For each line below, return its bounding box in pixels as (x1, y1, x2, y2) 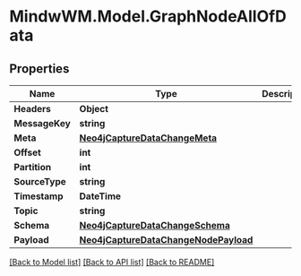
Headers (13, 103, 52, 115)
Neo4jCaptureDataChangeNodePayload (79, 234, 254, 246)
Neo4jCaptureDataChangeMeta (79, 132, 218, 144)
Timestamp (13, 190, 64, 203)
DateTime (79, 190, 122, 203)
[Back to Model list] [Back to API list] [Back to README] (9, 257, 215, 267)
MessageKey (13, 117, 72, 129)
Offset (13, 146, 42, 159)
